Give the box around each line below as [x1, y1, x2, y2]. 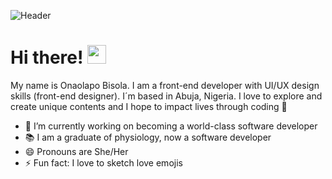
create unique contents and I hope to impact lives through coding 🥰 [10, 100, 288, 112]
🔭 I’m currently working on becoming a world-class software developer [24, 120, 318, 132]
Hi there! [10, 46, 84, 69]
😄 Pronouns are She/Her [24, 145, 129, 157]
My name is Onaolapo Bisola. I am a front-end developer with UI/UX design [10, 79, 320, 91]
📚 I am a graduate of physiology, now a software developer [24, 131, 272, 143]
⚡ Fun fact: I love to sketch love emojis [24, 156, 183, 169]
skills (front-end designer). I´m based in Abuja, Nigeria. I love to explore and [10, 90, 323, 102]
